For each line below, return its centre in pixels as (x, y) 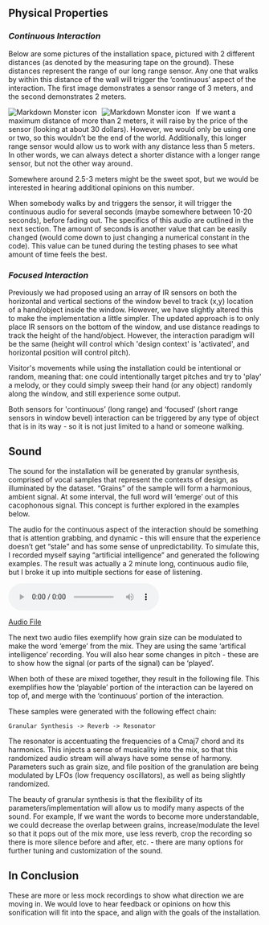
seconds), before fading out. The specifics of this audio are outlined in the (131, 220)
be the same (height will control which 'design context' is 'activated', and (129, 343)
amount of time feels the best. (58, 254)
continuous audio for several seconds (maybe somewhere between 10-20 (130, 212)
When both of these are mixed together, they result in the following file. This (134, 678)
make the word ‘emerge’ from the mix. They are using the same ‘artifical (127, 646)
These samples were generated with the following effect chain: (112, 711)
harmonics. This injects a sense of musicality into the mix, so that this (123, 749)
